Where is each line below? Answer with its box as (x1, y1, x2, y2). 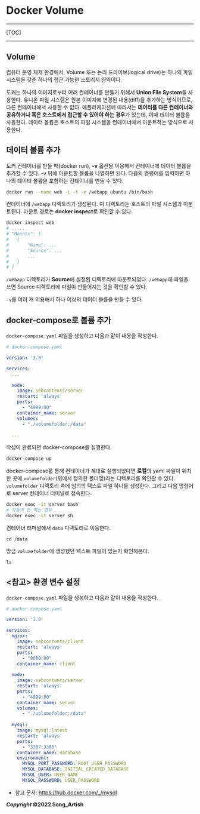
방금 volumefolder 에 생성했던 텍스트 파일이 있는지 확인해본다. (6, 547, 150, 554)
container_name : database (17, 750, 82, 755)
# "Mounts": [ (6, 231, 42, 237)
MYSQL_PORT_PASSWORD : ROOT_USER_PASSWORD (21, 761, 127, 767)
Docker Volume (6, 4, 84, 17)
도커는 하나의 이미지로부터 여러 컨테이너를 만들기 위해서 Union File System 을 (6, 88, 187, 96)
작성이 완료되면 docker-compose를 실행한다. (6, 444, 112, 451)
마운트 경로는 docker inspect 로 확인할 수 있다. (23, 208, 133, 215)
